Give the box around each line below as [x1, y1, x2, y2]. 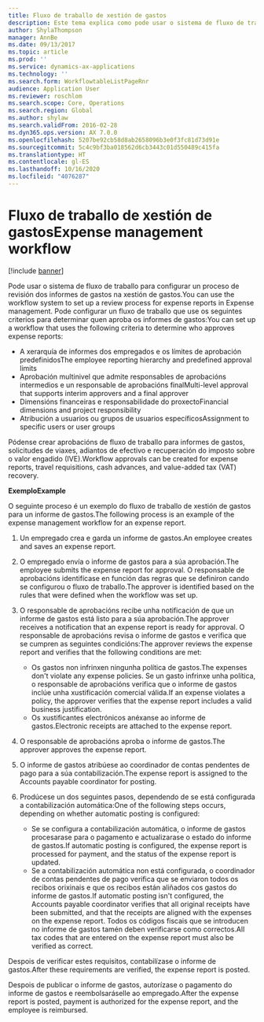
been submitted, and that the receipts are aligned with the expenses [31, 907, 252, 917]
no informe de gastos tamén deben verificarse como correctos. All [31, 924, 245, 934]
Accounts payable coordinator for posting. [19, 776, 157, 786]
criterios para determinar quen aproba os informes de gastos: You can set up [8, 314, 256, 324]
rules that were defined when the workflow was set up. [19, 590, 198, 599]
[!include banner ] [8, 265, 64, 276]
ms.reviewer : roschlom [8, 92, 82, 100]
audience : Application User [8, 84, 101, 93]
